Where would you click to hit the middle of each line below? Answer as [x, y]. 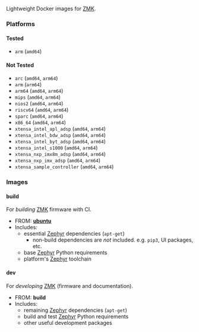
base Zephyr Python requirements [66, 253]
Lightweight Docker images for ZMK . [51, 9]
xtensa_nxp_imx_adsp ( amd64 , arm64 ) [58, 161]
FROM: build [30, 297]
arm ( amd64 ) [28, 51]
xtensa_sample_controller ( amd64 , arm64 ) [64, 167]
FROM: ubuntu [33, 221]
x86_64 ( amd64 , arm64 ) [40, 123]
